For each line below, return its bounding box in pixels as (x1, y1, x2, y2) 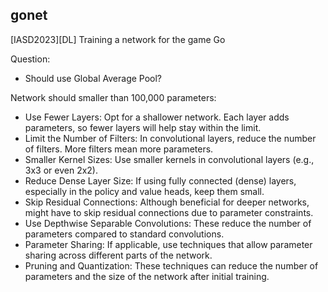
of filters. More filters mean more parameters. (24, 143, 214, 155)
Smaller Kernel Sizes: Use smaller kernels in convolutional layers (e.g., (24, 153, 315, 165)
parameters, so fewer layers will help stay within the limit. (24, 121, 262, 133)
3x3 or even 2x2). (24, 164, 98, 176)
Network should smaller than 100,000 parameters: (10, 91, 217, 103)
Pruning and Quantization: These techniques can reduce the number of (24, 259, 319, 272)
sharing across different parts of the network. (24, 249, 213, 261)
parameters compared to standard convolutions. (24, 228, 225, 240)
